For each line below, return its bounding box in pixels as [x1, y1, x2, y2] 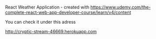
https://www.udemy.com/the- [90, 4, 151, 10]
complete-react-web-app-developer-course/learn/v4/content [5, 9, 131, 15]
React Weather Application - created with [5, 4, 90, 10]
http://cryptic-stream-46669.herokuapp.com [5, 29, 97, 34]
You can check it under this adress [5, 19, 76, 25]
